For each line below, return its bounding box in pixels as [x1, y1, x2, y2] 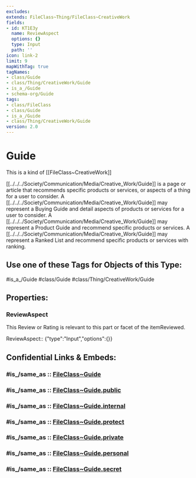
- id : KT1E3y [6, 25, 38, 31]
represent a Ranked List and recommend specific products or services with [6, 237, 188, 244]
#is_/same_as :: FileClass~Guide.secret [6, 465, 122, 473]
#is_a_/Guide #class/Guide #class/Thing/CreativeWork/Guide [6, 276, 155, 283]
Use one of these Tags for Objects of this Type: [6, 260, 182, 270]
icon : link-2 [6, 53, 38, 58]
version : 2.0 [6, 124, 38, 130]
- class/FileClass [6, 102, 51, 108]
